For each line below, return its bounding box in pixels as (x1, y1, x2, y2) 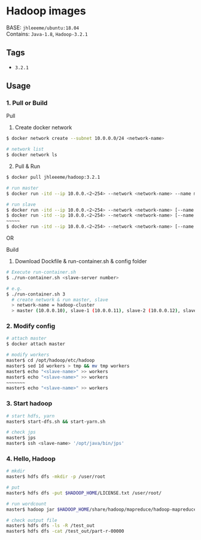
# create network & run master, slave (11, 297, 109, 303)
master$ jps (6, 435, 36, 441)
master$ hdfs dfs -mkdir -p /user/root (6, 474, 106, 480)
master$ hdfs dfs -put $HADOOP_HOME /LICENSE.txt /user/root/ (6, 490, 162, 496)
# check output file (6, 517, 58, 523)
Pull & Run (14, 163, 41, 170)
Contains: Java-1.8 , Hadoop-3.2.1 (6, 30, 88, 37)
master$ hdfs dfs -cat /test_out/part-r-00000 (6, 528, 124, 535)
